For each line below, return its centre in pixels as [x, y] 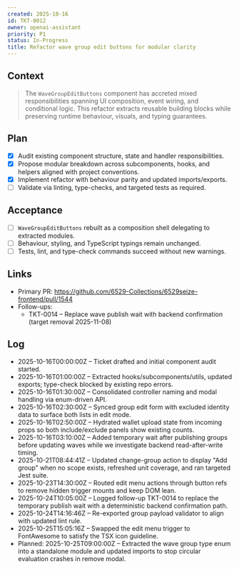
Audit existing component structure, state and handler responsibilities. [121, 156]
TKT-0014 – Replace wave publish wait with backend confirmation [126, 314]
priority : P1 [27, 34]
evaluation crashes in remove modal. [72, 558]
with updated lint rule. [50, 520]
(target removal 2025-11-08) [70, 321]
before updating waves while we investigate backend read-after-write [120, 445]
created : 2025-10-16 [38, 14]
